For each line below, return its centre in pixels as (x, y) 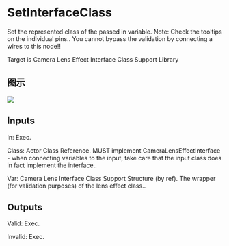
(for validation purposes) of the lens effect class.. (77, 186)
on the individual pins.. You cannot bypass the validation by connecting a (110, 38)
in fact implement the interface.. (52, 165)
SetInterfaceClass (60, 13)
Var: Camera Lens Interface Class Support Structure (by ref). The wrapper (111, 178)
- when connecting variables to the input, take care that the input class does (114, 158)
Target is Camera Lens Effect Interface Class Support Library (93, 59)
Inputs (21, 121)
